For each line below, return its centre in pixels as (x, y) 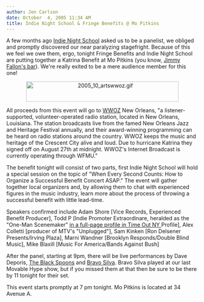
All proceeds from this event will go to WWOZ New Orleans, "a (85, 110)
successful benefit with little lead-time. (55, 200)
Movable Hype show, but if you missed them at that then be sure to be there (102, 269)
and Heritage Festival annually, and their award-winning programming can (99, 130)
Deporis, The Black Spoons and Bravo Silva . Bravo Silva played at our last (98, 262)
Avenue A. (19, 294)
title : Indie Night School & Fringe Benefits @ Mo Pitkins (83, 23)
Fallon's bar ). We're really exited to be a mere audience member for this (96, 67)
